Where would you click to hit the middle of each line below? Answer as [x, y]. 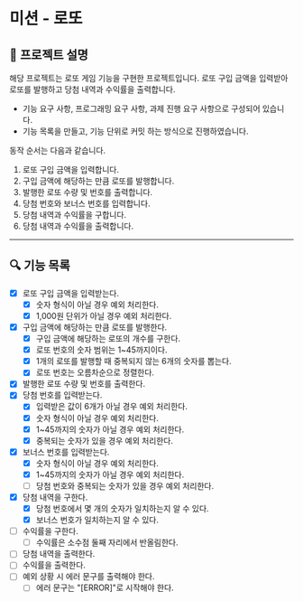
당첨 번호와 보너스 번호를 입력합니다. [86, 203]
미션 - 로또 [46, 19]
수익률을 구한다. [50, 531]
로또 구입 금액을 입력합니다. [71, 169]
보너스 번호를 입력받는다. [66, 452]
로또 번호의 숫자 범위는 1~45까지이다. [101, 350]
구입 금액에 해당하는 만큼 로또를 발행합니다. [98, 181]
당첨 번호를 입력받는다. [62, 395]
